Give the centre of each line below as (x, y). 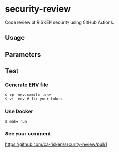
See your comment (28, 133)
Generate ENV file (27, 85)
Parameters (23, 54)
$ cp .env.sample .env (28, 95)
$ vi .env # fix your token (34, 99)
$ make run (16, 121)
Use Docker (19, 112)
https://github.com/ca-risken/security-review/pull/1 (56, 144)
